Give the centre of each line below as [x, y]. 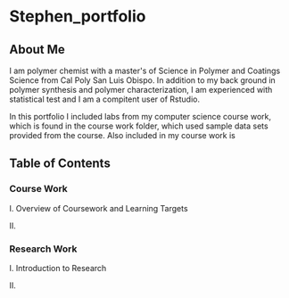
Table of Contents [60, 164]
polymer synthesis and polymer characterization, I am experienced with [141, 90]
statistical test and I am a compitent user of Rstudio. [105, 99]
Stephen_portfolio [78, 17]
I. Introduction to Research [58, 268]
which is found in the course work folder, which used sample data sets [139, 126]
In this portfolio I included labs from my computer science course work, [140, 116]
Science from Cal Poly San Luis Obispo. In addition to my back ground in [143, 80]
